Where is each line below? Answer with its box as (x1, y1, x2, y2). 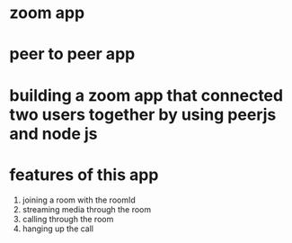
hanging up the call (22, 223, 94, 234)
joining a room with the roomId (22, 194, 137, 205)
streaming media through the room (22, 203, 152, 214)
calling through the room (22, 213, 114, 224)
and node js (9, 123, 98, 144)
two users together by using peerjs (9, 104, 277, 124)
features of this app (9, 165, 159, 184)
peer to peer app (9, 44, 136, 65)
